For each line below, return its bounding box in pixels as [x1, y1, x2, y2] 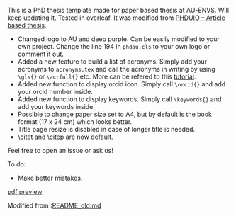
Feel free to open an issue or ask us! [7, 147, 113, 154]
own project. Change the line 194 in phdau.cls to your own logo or [17, 42, 210, 50]
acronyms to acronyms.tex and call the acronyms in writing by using [17, 65, 216, 73]
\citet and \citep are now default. [17, 132, 113, 141]
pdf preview [7, 188, 43, 195]
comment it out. [17, 50, 64, 58]
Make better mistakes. [17, 174, 83, 182]
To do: [7, 160, 26, 169]
